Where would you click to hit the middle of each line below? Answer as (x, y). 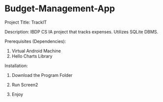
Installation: (16, 66)
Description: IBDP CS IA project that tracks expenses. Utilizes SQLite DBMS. (81, 32)
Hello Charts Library (32, 56)
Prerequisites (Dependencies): (35, 41)
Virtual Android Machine (36, 51)
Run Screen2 (25, 85)
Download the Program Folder (42, 75)
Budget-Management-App (60, 9)
